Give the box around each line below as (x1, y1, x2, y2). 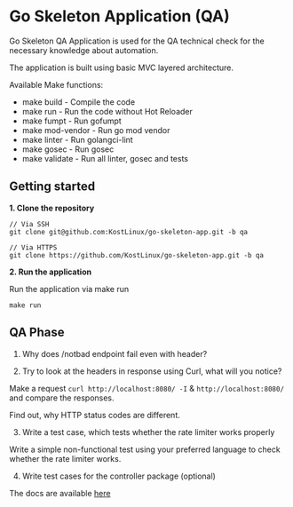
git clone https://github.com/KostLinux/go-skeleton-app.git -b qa (9, 250, 265, 259)
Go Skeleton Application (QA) (9, 6, 230, 27)
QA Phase (9, 325, 65, 340)
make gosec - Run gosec (21, 144, 115, 154)
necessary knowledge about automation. (9, 44, 159, 55)
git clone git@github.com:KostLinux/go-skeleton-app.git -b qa (9, 227, 249, 236)
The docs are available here (9, 487, 111, 498)
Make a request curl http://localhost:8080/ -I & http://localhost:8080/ (9, 383, 285, 393)
